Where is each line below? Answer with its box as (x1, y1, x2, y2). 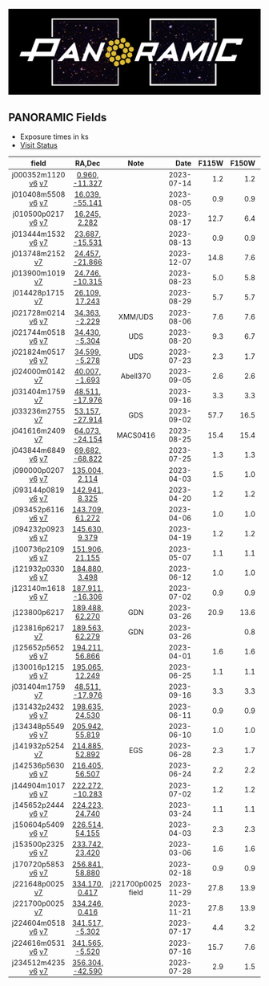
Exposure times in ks (19, 132, 90, 141)
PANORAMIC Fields (8, 110, 107, 124)
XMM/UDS (118, 312, 154, 322)
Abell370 (120, 371, 152, 381)
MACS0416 (116, 430, 156, 440)
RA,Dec (74, 158, 101, 168)
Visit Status (19, 141, 58, 150)
